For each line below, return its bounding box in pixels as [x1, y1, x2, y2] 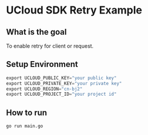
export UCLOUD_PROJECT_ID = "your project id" [6, 92, 117, 97]
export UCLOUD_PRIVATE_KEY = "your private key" [6, 80, 122, 86]
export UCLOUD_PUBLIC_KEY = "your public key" [6, 75, 117, 81]
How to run [6, 107, 48, 117]
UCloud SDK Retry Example [6, 4, 143, 17]
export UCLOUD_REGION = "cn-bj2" [6, 86, 83, 92]
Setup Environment [6, 59, 78, 69]
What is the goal [6, 27, 67, 37]
